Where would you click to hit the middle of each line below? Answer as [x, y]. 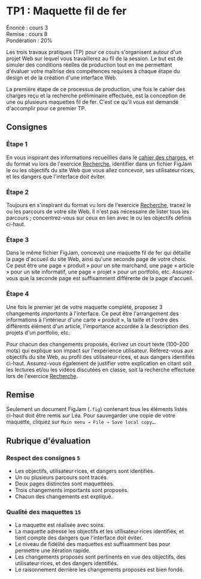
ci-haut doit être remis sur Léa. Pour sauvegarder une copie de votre [91, 416]
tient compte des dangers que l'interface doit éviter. [79, 538]
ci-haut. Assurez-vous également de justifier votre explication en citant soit [99, 363]
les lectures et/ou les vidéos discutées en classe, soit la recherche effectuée [100, 370]
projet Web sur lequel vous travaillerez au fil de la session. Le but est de [95, 58]
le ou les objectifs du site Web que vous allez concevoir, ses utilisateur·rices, [100, 170]
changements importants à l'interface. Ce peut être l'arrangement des [93, 313]
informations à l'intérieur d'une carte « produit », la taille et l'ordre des [92, 320]
